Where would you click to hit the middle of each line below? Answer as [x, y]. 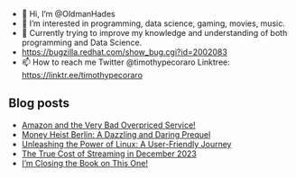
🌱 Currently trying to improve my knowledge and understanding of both [154, 33]
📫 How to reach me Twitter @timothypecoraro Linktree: [126, 62]
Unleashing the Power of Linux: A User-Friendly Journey [126, 144]
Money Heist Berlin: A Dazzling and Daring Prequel [116, 134]
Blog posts [39, 103]
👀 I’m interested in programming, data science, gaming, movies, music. [153, 23]
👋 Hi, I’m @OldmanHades [68, 14]
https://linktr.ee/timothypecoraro [82, 75]
